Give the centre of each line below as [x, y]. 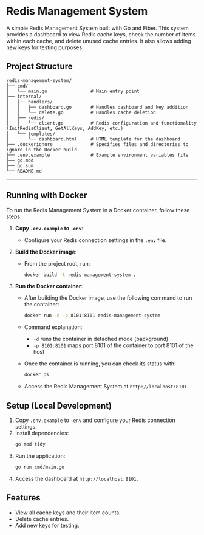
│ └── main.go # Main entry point [73, 91]
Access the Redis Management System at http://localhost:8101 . [106, 387]
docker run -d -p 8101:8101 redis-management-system [92, 316]
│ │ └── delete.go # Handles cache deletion [81, 112]
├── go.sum [20, 165]
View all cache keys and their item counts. [68, 513]
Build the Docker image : [46, 252]
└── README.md [24, 171]
